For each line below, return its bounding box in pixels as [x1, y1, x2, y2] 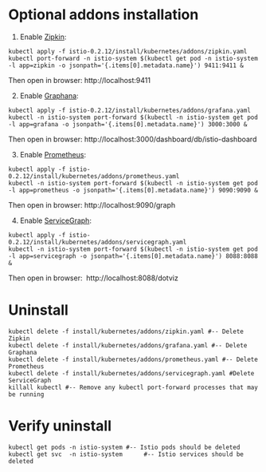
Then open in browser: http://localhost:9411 [8, 75, 151, 85]
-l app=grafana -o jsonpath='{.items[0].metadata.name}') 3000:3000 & [8, 120, 248, 129]
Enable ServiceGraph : [19, 216, 92, 225]
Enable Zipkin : [19, 32, 67, 42]
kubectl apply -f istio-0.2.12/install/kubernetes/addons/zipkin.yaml [8, 47, 248, 55]
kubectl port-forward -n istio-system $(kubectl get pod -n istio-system [8, 54, 259, 62]
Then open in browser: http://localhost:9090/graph [8, 200, 176, 209]
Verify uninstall [8, 417, 112, 435]
